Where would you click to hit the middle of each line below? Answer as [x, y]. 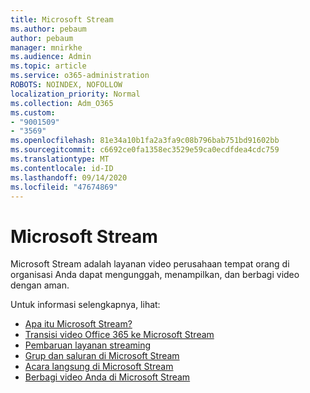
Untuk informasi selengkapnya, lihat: [85, 305]
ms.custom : [33, 112]
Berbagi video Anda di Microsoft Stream [107, 377]
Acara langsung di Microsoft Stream [99, 367]
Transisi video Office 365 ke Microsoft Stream [119, 335]
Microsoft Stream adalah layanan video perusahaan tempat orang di [150, 264]
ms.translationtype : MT [60, 159]
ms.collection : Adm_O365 [62, 103]
